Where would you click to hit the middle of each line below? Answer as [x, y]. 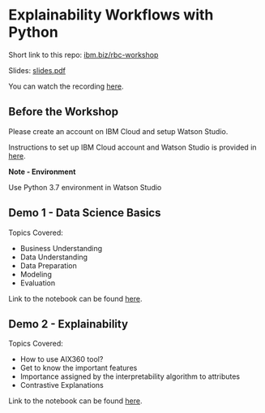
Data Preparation [48, 265]
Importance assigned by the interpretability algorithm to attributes [130, 376]
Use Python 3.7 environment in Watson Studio [85, 187]
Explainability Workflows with [111, 15]
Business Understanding [61, 248]
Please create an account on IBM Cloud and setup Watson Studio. [118, 131]
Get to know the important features [79, 368]
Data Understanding [53, 257]
